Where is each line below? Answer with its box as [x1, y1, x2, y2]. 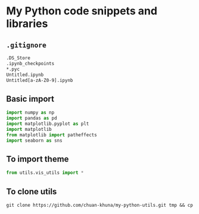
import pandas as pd [6, 115, 58, 121]
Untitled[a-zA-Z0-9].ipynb [6, 77, 73, 83]
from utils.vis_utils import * [6, 170, 84, 176]
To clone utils [6, 187, 57, 197]
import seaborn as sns [6, 137, 63, 143]
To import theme [6, 154, 69, 164]
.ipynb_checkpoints [6, 60, 55, 66]
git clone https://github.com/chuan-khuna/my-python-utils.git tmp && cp [6, 202, 194, 208]
